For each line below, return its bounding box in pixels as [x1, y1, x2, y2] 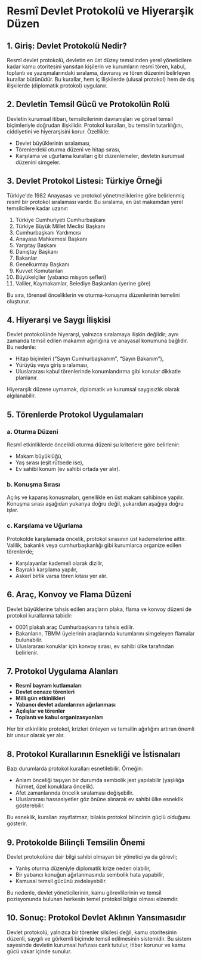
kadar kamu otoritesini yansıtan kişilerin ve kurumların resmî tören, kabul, [7, 63, 187, 70]
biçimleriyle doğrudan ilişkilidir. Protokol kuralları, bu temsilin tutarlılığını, [7, 121, 184, 129]
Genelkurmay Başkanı [15, 260, 70, 267]
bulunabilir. [15, 636, 43, 643]
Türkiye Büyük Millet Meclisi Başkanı [15, 223, 106, 230]
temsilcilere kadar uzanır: [7, 205, 69, 212]
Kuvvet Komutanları [15, 267, 64, 274]
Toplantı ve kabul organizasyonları [15, 714, 103, 721]
